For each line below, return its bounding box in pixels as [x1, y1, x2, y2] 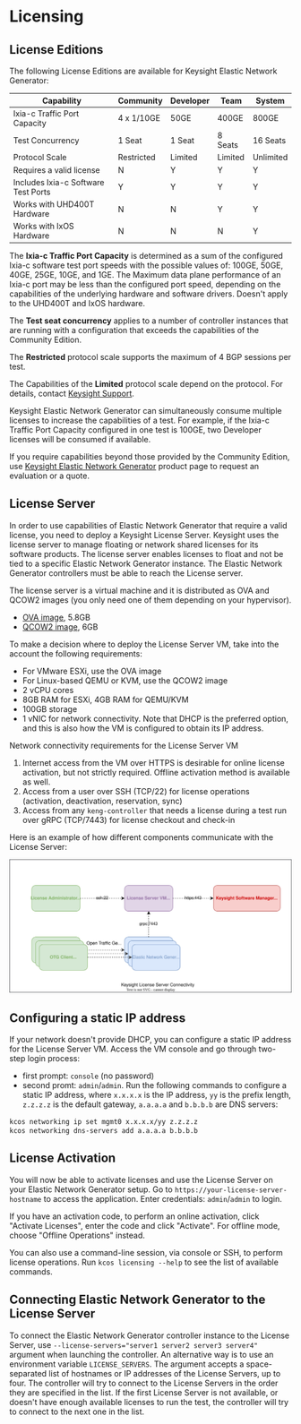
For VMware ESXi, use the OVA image [21, 665, 162, 676]
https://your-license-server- [174, 1185, 288, 1195]
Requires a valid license [13, 164, 100, 176]
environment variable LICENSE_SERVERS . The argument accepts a [9, 1359, 245, 1369]
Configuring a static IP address [9, 1010, 186, 1025]
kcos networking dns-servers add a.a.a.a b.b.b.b [9, 1127, 199, 1136]
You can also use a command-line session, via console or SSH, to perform [9, 1247, 284, 1257]
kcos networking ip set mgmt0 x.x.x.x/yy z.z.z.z [9, 1118, 199, 1127]
